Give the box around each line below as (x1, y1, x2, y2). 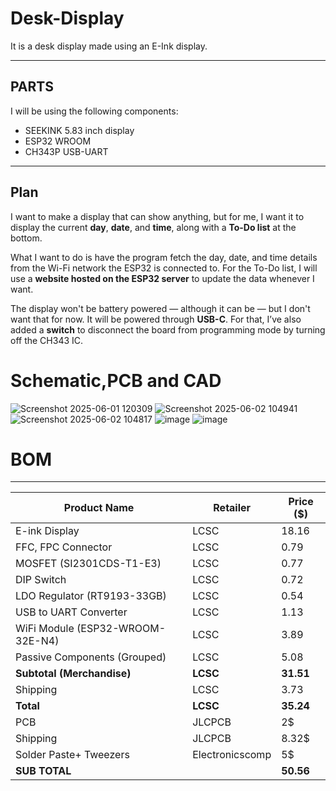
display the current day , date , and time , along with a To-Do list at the (10, 221, 297, 233)
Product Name (63, 501, 135, 515)
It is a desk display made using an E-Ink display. (10, 40, 208, 52)
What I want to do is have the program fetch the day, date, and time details (10, 251, 318, 263)
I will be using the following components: (10, 105, 179, 117)
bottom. (10, 232, 43, 244)
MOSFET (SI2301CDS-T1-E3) (15, 557, 162, 571)
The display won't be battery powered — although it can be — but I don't (10, 302, 311, 314)
